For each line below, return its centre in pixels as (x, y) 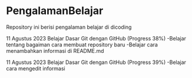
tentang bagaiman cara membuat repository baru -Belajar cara (82, 45)
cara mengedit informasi (36, 68)
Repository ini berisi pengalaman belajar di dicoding (69, 27)
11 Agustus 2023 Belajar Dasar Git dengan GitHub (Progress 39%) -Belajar (96, 62)
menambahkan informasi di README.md (55, 50)
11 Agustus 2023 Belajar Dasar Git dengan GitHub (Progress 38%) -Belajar (96, 38)
